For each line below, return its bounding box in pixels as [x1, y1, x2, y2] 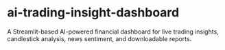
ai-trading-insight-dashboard [7, 5, 180, 21]
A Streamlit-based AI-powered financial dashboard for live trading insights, [7, 27, 220, 36]
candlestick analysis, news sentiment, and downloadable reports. [7, 34, 192, 42]
